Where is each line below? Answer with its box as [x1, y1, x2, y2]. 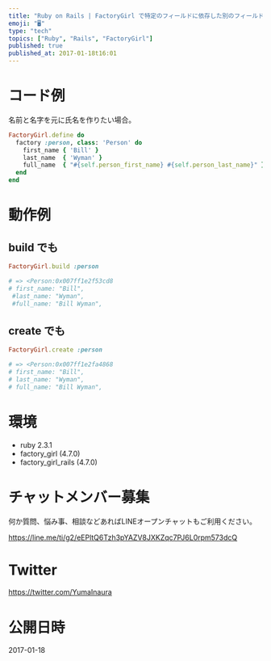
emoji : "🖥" [8, 19, 46, 27]
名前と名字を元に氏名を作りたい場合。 [8, 115, 135, 124]
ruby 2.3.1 [19, 440, 52, 449]
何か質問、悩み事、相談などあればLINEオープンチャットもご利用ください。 [8, 516, 256, 526]
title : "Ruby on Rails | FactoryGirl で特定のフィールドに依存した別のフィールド [8, 11, 265, 20]
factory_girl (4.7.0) [19, 448, 81, 458]
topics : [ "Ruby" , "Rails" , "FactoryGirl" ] [8, 34, 153, 43]
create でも [8, 324, 66, 338]
